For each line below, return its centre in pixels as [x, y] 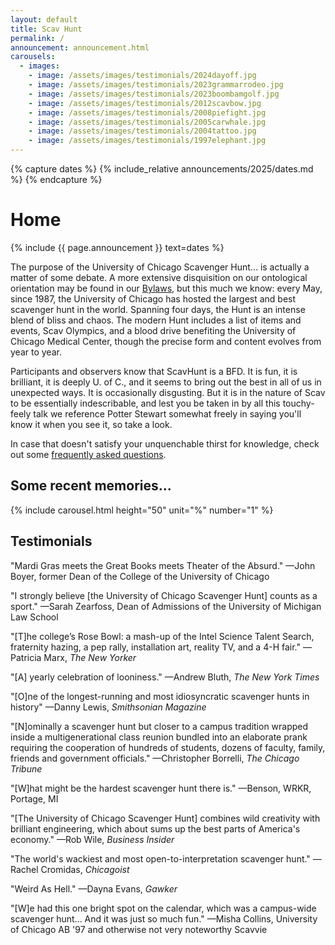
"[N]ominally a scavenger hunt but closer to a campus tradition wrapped [159, 726]
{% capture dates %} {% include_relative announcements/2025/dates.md [162, 169]
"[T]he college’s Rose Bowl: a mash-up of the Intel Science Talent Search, [162, 636]
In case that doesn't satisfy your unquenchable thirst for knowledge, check [165, 443]
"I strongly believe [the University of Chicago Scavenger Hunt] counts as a [164, 595]
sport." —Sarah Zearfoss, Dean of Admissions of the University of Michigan [166, 606]
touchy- [298, 403]
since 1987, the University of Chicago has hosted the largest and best [153, 298]
